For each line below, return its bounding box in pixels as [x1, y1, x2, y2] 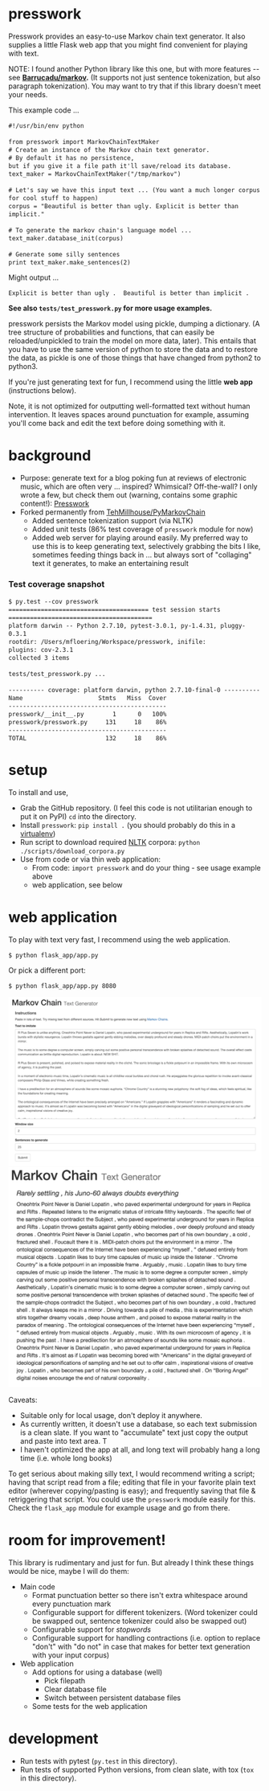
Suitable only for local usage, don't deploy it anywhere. [19, 1410, 203, 1420]
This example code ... [8, 105, 79, 115]
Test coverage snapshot [8, 578, 105, 589]
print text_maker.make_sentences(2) [8, 258, 131, 266]
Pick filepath [43, 1675, 86, 1685]
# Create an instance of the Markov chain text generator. [8, 145, 210, 154]
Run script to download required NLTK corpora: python [19, 838, 201, 847]
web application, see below [31, 880, 123, 890]
